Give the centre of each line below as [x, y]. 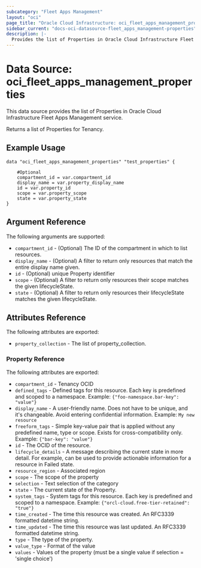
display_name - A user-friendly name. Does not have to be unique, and [101, 408]
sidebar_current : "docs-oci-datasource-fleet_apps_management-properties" [101, 28]
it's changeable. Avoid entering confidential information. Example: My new [105, 414]
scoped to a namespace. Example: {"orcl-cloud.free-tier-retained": [102, 502]
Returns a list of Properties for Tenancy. [55, 129]
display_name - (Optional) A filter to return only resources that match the [104, 260]
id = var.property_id [44, 188]
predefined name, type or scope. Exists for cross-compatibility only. [99, 432]
